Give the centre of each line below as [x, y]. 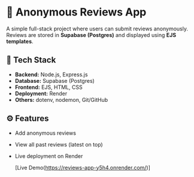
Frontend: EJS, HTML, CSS [48, 87]
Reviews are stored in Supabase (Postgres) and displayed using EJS [91, 35]
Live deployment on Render [49, 156]
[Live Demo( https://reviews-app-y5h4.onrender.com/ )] [83, 167]
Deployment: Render [41, 93]
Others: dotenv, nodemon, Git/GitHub [61, 100]
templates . [20, 41]
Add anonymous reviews [46, 133]
